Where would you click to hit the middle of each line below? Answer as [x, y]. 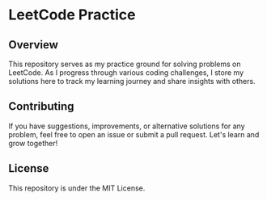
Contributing [41, 107]
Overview [34, 45]
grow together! [33, 143]
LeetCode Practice [72, 15]
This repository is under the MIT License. [77, 188]
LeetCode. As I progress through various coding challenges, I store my [126, 73]
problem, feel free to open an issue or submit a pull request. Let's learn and [134, 134]
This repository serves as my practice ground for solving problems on [125, 64]
